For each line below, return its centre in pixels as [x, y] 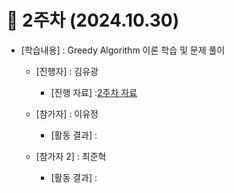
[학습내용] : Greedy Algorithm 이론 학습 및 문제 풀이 [123, 50]
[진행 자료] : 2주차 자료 [94, 92]
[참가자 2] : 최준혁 [71, 156]
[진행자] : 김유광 [67, 71]
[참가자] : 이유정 [67, 113]
